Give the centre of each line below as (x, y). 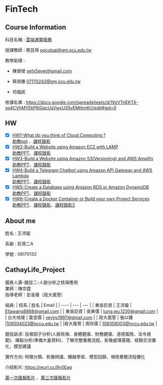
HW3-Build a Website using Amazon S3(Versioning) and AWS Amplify (83, 158)
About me (20, 221)
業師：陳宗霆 (18, 288)
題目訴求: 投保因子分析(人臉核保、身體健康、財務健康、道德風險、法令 (76, 334)
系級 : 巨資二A (19, 244)
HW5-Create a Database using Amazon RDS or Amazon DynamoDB (81, 187)
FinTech (22, 9)
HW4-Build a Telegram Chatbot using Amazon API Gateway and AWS (82, 170)
